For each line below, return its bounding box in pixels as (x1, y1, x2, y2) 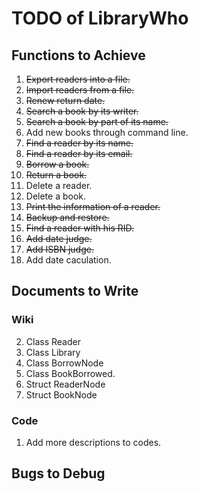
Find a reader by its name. (25, 137, 134, 149)
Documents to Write (11, 283, 139, 300)
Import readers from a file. (25, 84, 135, 96)
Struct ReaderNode (25, 378, 106, 390)
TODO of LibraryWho (11, 7, 189, 30)
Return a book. (25, 169, 88, 181)
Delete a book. (25, 190, 87, 202)
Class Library (25, 346, 81, 358)
